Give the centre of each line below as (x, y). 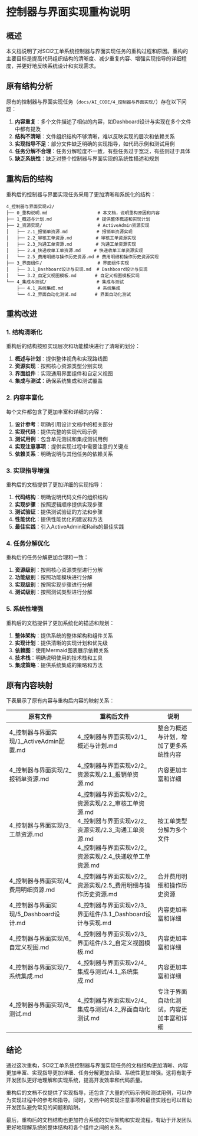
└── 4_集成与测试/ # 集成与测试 (65, 282)
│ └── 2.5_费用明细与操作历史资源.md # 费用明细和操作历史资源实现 (82, 257)
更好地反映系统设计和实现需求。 (60, 66)
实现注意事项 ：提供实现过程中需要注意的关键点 (71, 446)
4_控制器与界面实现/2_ (40, 770)
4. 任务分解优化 (28, 543)
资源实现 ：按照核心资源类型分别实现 (59, 366)
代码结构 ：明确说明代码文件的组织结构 (61, 497)
